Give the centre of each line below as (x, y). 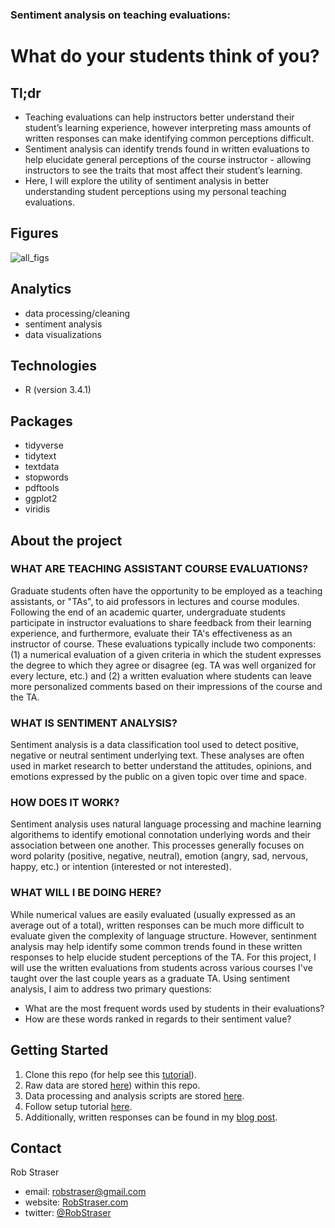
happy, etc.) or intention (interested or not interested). (121, 867)
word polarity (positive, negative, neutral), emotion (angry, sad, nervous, (159, 856)
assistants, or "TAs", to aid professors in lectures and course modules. (155, 601)
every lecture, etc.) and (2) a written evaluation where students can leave (161, 675)
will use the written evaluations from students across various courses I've (161, 967)
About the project (66, 540)
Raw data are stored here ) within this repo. (112, 1085)
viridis (37, 509)
